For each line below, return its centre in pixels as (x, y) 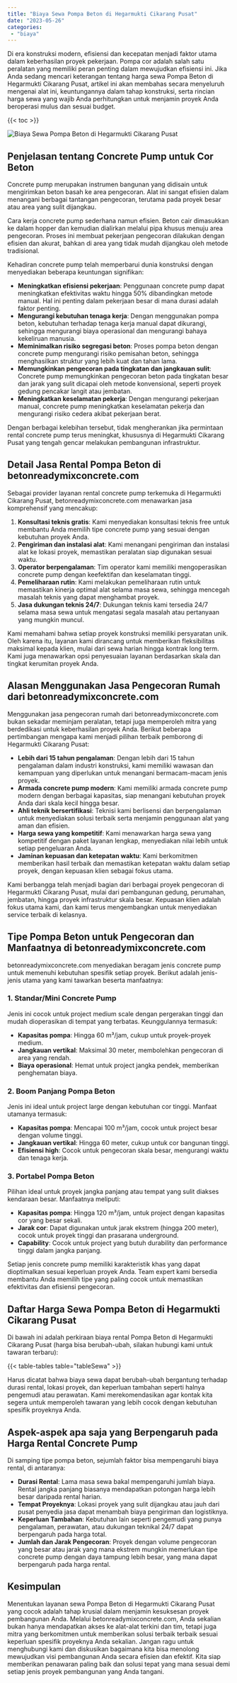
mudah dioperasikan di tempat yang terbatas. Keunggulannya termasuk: (112, 1021)
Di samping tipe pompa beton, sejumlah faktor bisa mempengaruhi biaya (113, 1460)
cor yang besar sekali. (50, 1220)
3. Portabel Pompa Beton (51, 1176)
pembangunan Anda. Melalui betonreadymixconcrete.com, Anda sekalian (114, 1619)
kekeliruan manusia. (47, 339)
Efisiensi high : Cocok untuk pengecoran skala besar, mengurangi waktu (123, 1150)
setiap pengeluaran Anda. (55, 848)
